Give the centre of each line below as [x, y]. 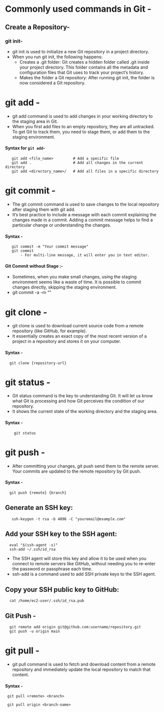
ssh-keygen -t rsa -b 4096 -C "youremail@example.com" [69, 519]
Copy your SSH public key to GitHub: [62, 589]
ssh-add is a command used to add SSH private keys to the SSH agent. [84, 574]
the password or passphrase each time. [52, 569]
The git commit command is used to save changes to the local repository [86, 204]
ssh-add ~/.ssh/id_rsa [33, 550]
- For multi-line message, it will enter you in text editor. [85, 255]
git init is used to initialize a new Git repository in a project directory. [81, 51]
